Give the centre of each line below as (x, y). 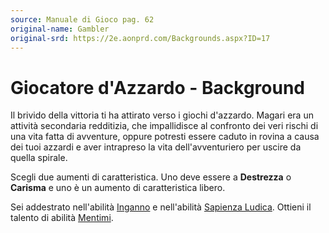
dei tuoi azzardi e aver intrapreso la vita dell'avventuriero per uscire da (156, 147)
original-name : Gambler (60, 29)
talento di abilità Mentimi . (62, 218)
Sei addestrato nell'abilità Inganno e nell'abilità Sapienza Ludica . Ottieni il (161, 207)
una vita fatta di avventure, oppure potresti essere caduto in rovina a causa (165, 137)
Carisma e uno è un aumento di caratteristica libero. (118, 188)
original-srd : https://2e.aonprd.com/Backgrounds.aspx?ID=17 (140, 38)
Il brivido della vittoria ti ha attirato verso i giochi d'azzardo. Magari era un (162, 115)
